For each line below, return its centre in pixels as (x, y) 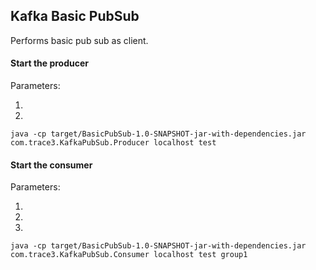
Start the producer (50, 63)
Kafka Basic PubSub (75, 16)
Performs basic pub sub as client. (79, 40)
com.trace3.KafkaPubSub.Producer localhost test (113, 143)
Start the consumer (51, 165)
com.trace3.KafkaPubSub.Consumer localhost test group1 (129, 255)
